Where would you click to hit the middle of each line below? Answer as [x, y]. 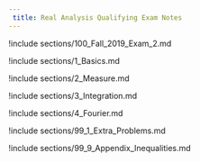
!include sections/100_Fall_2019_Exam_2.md [90, 43]
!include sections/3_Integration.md [73, 95]
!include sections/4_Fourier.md [66, 112]
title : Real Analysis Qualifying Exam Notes [97, 18]
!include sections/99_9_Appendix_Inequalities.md [100, 148]
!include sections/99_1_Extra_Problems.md [87, 130]
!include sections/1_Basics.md [64, 60]
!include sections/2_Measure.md [69, 78]
